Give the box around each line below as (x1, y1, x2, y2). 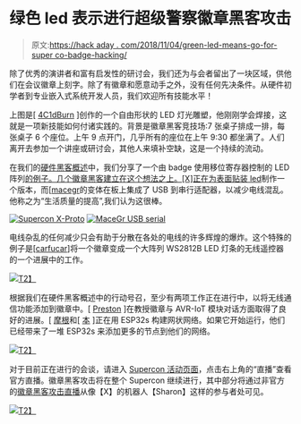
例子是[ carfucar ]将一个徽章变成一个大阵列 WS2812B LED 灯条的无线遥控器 (9, 242, 285, 253)
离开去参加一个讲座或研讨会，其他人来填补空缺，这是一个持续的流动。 (9, 142, 269, 153)
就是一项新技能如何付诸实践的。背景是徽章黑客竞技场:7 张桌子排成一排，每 (9, 120, 285, 131)
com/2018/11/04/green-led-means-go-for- (120, 39, 278, 50)
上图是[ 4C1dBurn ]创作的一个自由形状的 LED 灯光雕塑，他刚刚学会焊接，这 (9, 109, 288, 120)
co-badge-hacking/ (55, 49, 127, 60)
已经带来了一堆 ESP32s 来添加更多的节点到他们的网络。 (9, 326, 215, 336)
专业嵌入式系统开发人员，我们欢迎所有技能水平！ (32, 90, 213, 101)
